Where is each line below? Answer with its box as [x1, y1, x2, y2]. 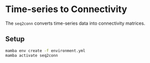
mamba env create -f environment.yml [5, 48, 86, 53]
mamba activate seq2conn [5, 53, 58, 58]
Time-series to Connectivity [5, 4, 128, 15]
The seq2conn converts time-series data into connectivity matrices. [5, 20, 145, 26]
